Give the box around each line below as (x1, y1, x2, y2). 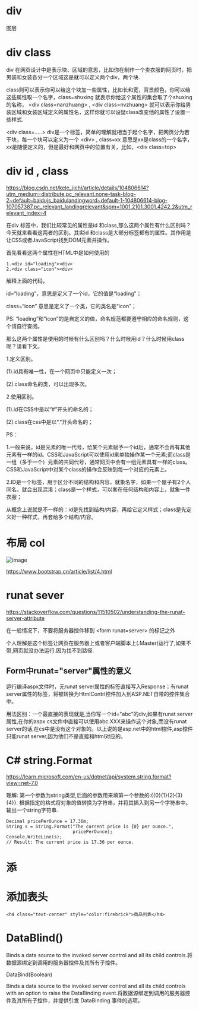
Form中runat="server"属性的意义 (6, 666, 132, 676)
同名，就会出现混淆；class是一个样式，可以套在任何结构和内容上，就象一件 (6, 486, 191, 493)
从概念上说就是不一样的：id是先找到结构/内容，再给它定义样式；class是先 (6, 506, 187, 513)
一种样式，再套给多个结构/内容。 (16, 513, 97, 520)
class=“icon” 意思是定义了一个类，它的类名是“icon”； (6, 302, 137, 309)
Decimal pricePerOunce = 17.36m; (6, 818, 89, 825)
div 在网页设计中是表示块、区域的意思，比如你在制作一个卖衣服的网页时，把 (6, 66, 192, 73)
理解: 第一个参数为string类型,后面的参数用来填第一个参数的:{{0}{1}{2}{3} (6, 791, 183, 799)
